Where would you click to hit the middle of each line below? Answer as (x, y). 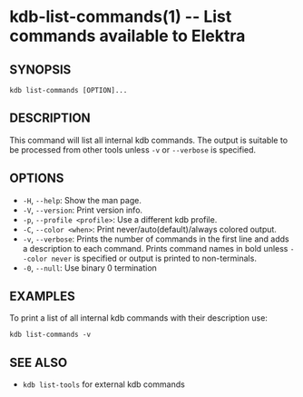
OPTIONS (37, 179)
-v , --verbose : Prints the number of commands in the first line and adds (156, 239)
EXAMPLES (42, 297)
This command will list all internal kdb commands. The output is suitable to (149, 140)
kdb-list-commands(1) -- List (121, 17)
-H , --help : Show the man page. (82, 200)
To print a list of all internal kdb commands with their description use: (138, 318)
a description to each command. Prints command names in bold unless (155, 248)
